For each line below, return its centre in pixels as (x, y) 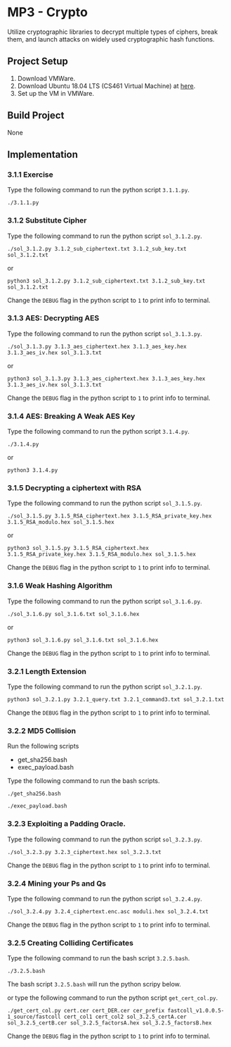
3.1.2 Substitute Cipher (47, 220)
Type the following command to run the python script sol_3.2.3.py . (105, 839)
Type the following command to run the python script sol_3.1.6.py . (105, 601)
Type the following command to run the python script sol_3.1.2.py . (105, 236)
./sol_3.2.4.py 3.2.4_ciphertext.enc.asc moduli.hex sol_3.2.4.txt (108, 911)
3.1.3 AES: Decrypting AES (53, 318)
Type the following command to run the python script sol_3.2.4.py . (105, 898)
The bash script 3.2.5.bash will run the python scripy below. (94, 984)
